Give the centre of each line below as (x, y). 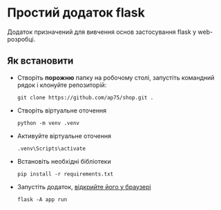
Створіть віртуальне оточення (62, 110)
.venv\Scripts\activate (51, 149)
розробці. (21, 39)
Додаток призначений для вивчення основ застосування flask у (102, 32)
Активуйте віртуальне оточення (64, 135)
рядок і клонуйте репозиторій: (62, 85)
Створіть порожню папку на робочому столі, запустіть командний (116, 77)
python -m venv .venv (48, 123)
